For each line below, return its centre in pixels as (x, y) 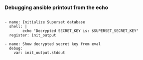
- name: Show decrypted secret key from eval (53, 44)
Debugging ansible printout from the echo (56, 7)
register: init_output (33, 35)
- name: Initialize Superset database (45, 22)
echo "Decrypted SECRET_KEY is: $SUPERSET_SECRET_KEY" (81, 31)
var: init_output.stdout (39, 53)
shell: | (18, 26)
